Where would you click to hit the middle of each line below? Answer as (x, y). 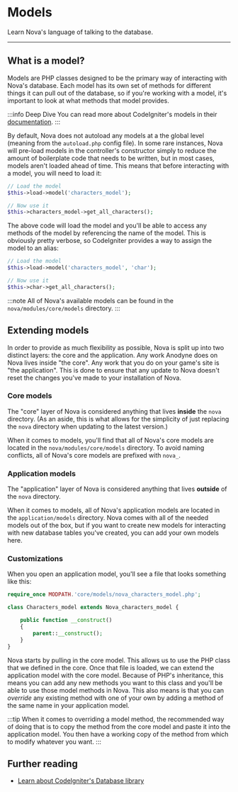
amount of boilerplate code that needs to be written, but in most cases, (111, 158)
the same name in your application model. (68, 705)
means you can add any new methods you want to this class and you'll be (115, 683)
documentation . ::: (34, 122)
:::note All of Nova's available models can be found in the (90, 300)
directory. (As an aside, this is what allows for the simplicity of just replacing (118, 419)
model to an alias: (33, 248)
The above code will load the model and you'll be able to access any (107, 226)
